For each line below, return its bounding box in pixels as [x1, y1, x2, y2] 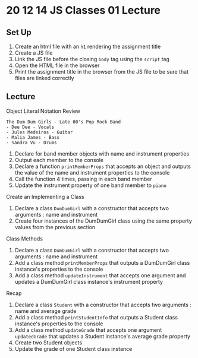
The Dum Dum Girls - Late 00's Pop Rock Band [6, 119, 121, 125]
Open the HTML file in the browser [14, 62, 100, 69]
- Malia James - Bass [6, 134, 60, 140]
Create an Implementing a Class [6, 193, 84, 200]
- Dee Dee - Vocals [6, 124, 55, 130]
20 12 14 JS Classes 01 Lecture [6, 4, 161, 17]
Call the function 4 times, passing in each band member [14, 175, 153, 182]
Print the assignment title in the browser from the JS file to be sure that [14, 68, 189, 75]
